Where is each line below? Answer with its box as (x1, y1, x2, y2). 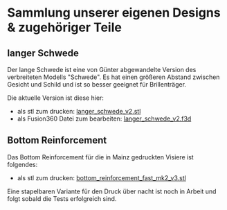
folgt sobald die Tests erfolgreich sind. (7, 194, 117, 202)
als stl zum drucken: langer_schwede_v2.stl (17, 107, 141, 115)
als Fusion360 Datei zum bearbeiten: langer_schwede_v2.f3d (17, 114, 192, 123)
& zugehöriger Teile (7, 19, 122, 35)
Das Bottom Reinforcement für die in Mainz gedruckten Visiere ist (7, 152, 194, 161)
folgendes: (7, 160, 38, 168)
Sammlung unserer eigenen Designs (7, 5, 221, 21)
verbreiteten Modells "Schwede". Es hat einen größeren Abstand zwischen (7, 73, 220, 81)
